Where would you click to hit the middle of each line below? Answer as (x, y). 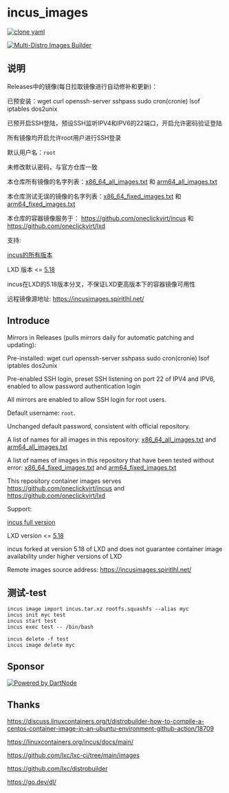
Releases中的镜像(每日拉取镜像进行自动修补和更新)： (83, 86)
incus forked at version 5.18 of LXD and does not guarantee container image (115, 548)
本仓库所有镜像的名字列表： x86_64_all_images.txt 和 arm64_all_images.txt (112, 181)
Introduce (29, 321)
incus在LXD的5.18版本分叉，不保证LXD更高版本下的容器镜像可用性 (101, 284)
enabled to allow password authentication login (74, 386)
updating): (22, 344)
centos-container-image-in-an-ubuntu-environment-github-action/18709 (111, 729)
